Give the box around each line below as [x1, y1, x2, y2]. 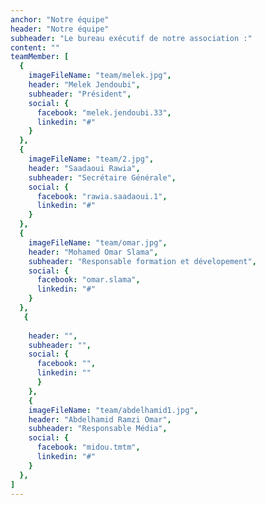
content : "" [10, 42, 60, 53]
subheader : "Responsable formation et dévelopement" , [28, 256, 257, 266]
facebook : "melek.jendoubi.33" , [36, 107, 172, 118]
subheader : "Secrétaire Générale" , [28, 172, 177, 183]
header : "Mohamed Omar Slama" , [28, 247, 159, 257]
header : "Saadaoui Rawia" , [28, 163, 141, 173]
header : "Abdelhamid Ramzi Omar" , [28, 414, 172, 425]
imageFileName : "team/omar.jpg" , [28, 237, 168, 248]
